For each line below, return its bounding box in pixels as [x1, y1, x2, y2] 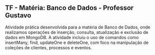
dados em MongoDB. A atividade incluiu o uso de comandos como [5, 34, 139, 40]
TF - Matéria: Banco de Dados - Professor [5, 4, 134, 12]
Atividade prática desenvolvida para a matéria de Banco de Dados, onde [5, 24, 151, 30]
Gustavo [5, 12, 32, 20]
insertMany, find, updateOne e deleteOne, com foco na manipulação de [5, 40, 149, 45]
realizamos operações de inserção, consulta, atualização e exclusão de [5, 29, 149, 35]
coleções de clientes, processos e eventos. [5, 44, 92, 50]
